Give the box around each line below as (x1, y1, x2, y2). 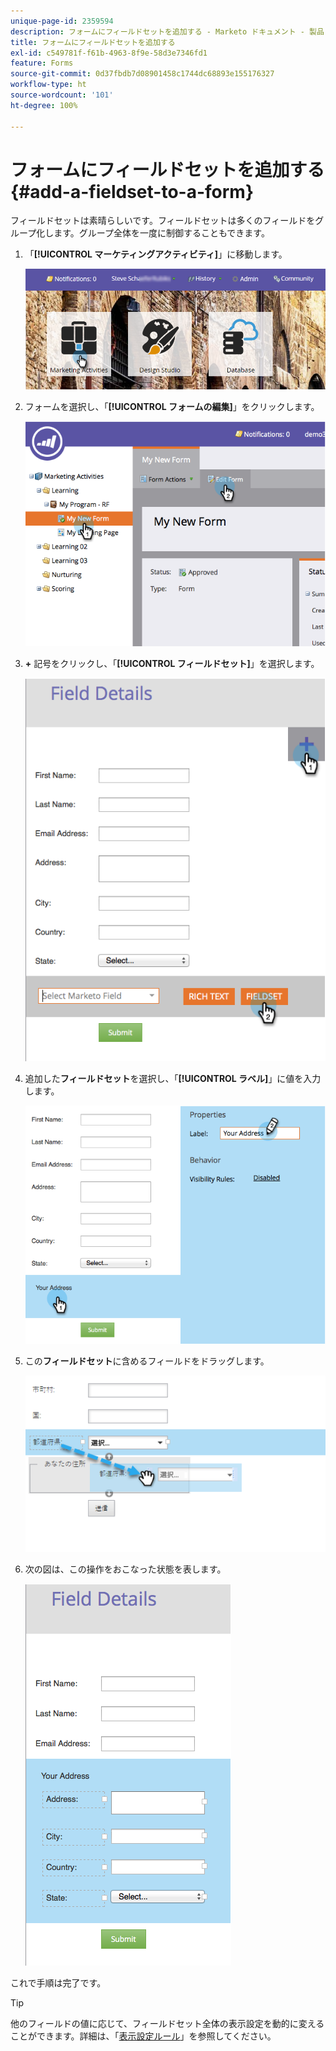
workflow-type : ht (10, 80, 87, 90)
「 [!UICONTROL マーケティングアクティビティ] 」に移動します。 (24, 248, 288, 260)
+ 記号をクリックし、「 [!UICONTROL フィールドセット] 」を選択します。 (24, 658, 320, 670)
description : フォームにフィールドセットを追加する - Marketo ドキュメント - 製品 (10, 26, 325, 37)
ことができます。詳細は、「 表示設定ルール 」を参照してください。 (10, 2030, 277, 2042)
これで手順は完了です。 (10, 1977, 107, 1989)
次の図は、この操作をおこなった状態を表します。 (24, 1563, 227, 1575)
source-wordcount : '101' (10, 90, 114, 100)
